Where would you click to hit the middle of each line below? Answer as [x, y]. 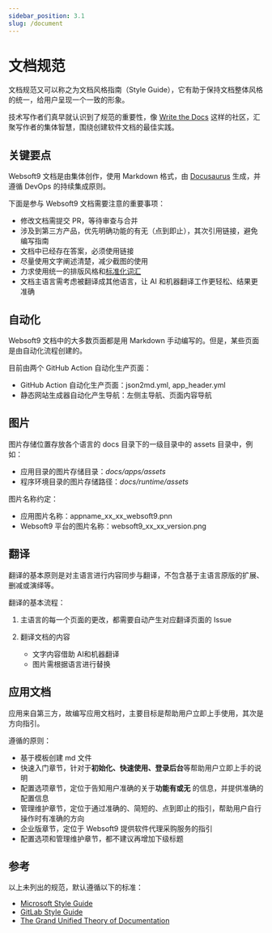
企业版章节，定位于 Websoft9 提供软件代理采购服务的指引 [116, 828]
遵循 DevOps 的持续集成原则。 [59, 186]
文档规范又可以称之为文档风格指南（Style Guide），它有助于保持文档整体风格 [136, 90]
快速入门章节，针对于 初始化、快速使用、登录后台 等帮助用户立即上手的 [137, 768]
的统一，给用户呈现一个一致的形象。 [69, 100]
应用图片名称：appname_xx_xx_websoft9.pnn [96, 515]
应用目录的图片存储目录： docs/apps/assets [93, 471]
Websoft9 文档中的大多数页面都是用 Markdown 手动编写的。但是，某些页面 [134, 341]
